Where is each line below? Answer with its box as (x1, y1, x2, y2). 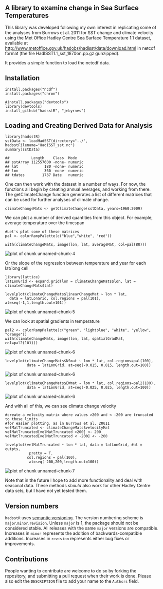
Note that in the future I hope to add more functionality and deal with (5, 477, 143, 483)
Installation (5, 74, 40, 82)
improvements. (5, 541, 35, 547)
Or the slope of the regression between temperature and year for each (5, 260, 146, 266)
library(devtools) (5, 104, 42, 109)
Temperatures (5, 12, 49, 20)
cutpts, (5, 447, 21, 452)
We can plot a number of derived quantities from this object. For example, (5, 215, 153, 221)
